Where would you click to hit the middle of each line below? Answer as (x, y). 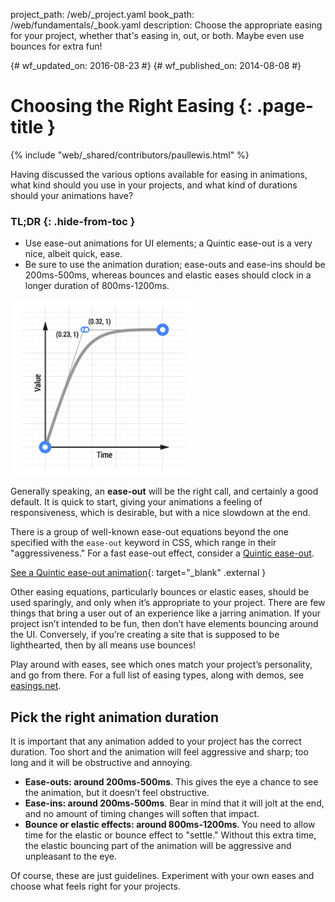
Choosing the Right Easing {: (131, 106)
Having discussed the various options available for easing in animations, (159, 174)
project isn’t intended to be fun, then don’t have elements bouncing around (164, 624)
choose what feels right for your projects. (95, 886)
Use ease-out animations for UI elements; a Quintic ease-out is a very (168, 243)
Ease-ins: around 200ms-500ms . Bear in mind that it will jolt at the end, (174, 803)
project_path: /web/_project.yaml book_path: (102, 14)
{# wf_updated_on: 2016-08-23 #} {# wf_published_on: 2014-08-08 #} (156, 65)
